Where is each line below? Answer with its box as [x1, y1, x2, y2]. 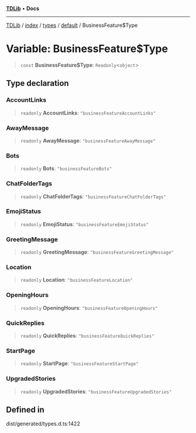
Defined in [6, 404, 45, 414]
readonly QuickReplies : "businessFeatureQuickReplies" [20, 332, 155, 339]
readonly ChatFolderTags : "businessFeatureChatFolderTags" [20, 193, 166, 200]
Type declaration [6, 78, 69, 88]
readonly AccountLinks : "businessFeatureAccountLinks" [20, 109, 156, 116]
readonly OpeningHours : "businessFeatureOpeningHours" [20, 304, 158, 311]
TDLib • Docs [6, 5, 40, 12]
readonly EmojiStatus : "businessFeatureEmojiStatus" [20, 220, 149, 227]
